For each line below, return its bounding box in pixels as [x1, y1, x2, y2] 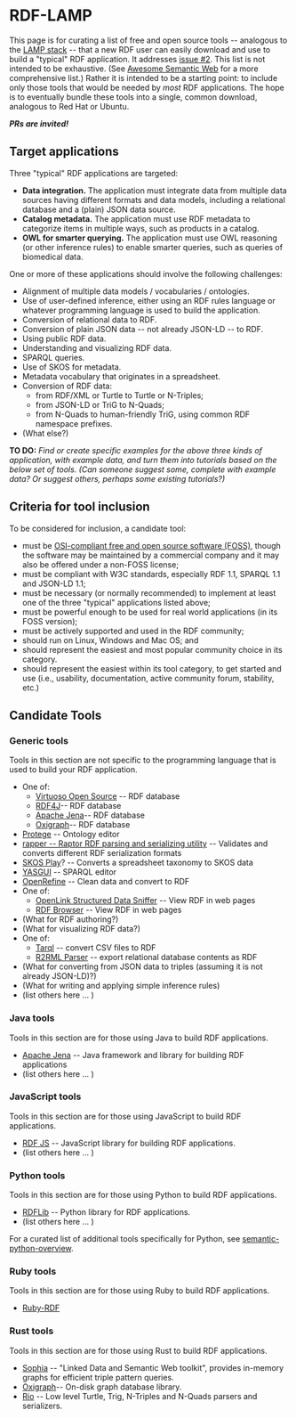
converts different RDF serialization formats [21, 848, 182, 859]
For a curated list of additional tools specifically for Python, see [9, 1234, 241, 1244]
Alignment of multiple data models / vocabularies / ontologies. [21, 286, 251, 297]
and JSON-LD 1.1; [21, 578, 86, 589]
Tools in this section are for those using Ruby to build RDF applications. [9, 1285, 270, 1296]
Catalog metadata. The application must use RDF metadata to [21, 213, 251, 224]
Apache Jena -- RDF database [35, 810, 145, 820]
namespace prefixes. [35, 418, 113, 428]
